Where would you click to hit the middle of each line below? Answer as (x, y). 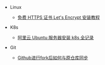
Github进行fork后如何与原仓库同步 (53, 58)
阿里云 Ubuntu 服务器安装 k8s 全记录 (56, 37)
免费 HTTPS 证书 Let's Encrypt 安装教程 (59, 17)
